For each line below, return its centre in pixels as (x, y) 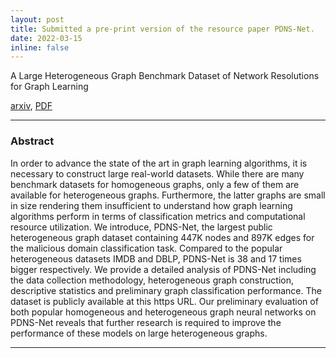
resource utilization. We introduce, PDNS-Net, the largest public (141, 227)
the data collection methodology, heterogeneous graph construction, (152, 280)
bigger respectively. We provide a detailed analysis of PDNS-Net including (163, 269)
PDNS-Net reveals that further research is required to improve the (146, 322)
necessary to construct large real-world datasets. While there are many (157, 173)
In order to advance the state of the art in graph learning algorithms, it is (159, 163)
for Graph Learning (49, 87)
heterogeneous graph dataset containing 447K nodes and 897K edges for (162, 237)
